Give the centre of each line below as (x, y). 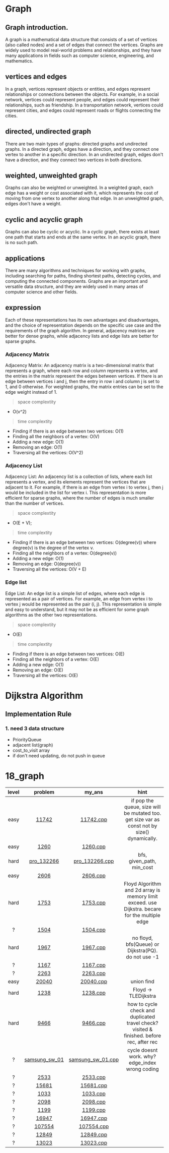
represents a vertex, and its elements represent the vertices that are (75, 482)
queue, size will (142, 807)
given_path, (142, 861)
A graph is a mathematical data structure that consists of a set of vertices (81, 39)
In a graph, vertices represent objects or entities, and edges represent (78, 89)
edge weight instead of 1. (31, 392)
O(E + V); (22, 523)
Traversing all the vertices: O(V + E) (49, 569)
